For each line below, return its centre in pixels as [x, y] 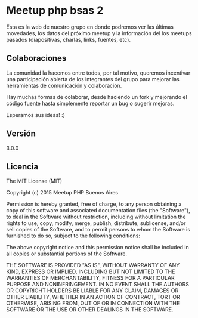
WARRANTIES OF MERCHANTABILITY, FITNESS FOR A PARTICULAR [90, 278]
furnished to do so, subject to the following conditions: [73, 236]
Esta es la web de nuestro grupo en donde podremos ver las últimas [90, 27]
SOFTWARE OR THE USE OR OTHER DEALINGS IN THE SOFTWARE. [90, 310]
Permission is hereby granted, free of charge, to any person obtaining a [94, 204]
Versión [21, 134]
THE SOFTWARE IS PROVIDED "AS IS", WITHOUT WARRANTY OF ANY [93, 265]
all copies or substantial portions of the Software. [66, 254]
